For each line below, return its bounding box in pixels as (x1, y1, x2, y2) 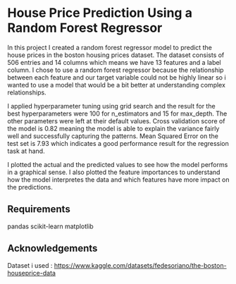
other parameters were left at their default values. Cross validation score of (7, 116, 225, 125)
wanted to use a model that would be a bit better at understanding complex (7, 80, 225, 89)
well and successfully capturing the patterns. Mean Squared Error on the (7, 132, 218, 140)
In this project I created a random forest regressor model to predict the (7, 43, 213, 51)
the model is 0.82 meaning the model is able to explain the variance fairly (7, 124, 220, 132)
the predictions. (7, 183, 53, 191)
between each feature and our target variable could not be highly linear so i (7, 73, 227, 82)
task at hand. (7, 147, 45, 155)
